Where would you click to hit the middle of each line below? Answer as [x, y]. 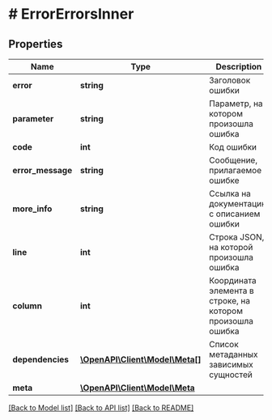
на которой [231, 247]
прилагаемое [235, 170]
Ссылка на [230, 193]
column [28, 306]
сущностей [231, 375]
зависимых [231, 365]
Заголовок [230, 80]
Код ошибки [233, 147]
